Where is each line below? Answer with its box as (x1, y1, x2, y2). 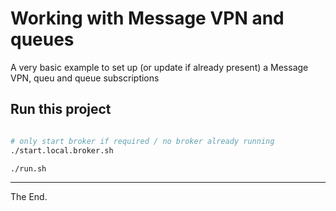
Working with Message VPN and (10, 7, 285, 30)
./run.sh (10, 163, 47, 174)
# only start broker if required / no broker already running (10, 136, 275, 146)
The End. (10, 191, 48, 203)
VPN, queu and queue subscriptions (10, 72, 160, 84)
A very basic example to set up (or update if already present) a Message (10, 61, 309, 73)
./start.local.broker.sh (10, 145, 114, 156)
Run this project (10, 101, 112, 118)
